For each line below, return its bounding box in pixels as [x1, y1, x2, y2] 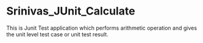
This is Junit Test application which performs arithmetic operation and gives [6, 24, 197, 31]
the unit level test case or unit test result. [6, 30, 109, 38]
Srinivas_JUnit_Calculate [6, 4, 135, 18]
